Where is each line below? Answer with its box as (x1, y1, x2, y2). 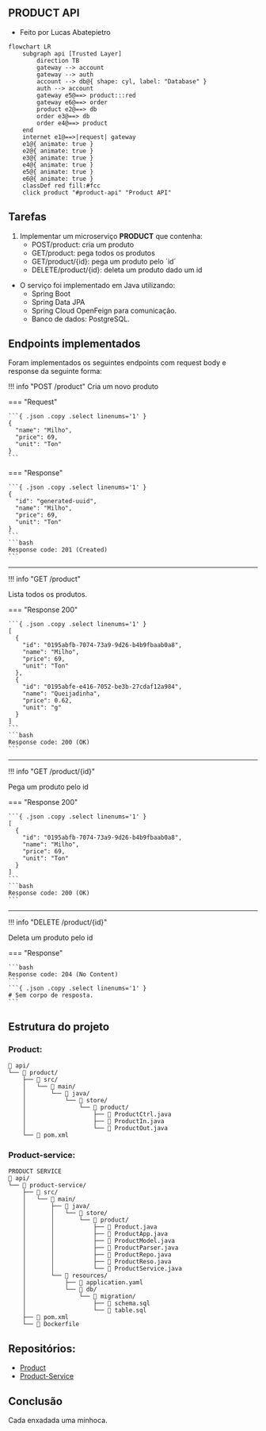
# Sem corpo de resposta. (8, 991, 93, 999)
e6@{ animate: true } (22, 175, 93, 183)
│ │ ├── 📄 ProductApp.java (22, 1230, 169, 1238)
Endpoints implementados (8, 337, 141, 351)
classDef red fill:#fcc (22, 182, 101, 190)
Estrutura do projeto (8, 1020, 109, 1033)
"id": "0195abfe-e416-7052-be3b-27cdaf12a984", (22, 683, 182, 691)
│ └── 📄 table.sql (22, 1306, 147, 1314)
